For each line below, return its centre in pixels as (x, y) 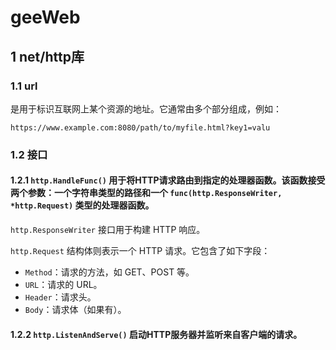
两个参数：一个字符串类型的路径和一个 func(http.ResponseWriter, (146, 193)
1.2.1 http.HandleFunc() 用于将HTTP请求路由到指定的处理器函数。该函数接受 (168, 180)
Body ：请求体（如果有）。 (75, 309)
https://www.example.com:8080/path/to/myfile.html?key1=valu (140, 127)
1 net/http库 (47, 56)
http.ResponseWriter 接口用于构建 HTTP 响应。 (108, 229)
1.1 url (24, 86)
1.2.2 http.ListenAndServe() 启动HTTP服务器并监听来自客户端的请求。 (156, 334)
